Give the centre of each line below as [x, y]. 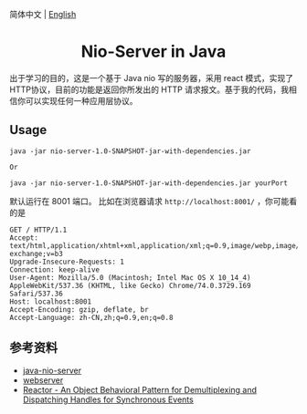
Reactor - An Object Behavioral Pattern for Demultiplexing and [140, 389]
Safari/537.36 [37, 294]
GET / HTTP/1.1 [38, 230]
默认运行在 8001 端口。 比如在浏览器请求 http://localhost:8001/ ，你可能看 [153, 201]
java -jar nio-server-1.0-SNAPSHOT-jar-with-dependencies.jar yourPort [148, 183]
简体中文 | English [43, 14]
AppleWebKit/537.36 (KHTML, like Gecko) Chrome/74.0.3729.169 [130, 285]
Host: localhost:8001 [51, 301]
